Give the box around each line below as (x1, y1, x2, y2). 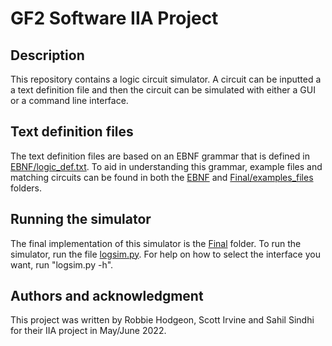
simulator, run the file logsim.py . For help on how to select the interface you (10, 248, 321, 260)
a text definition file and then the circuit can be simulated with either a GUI (10, 84, 316, 96)
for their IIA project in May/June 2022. (10, 325, 167, 337)
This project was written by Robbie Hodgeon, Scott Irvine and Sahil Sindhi (10, 314, 315, 326)
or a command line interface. (10, 95, 129, 106)
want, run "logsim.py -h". (10, 258, 114, 271)
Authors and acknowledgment (10, 288, 204, 305)
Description (10, 47, 85, 64)
